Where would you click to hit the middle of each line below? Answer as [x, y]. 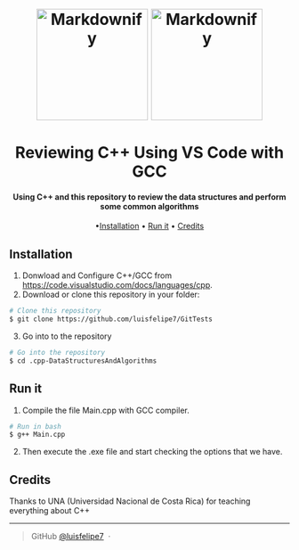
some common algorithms [149, 206]
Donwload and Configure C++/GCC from [97, 275]
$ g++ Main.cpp [37, 435]
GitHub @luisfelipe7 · [71, 537]
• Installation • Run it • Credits [149, 226]
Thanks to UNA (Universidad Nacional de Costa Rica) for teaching [130, 501]
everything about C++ [50, 511]
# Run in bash [36, 426]
